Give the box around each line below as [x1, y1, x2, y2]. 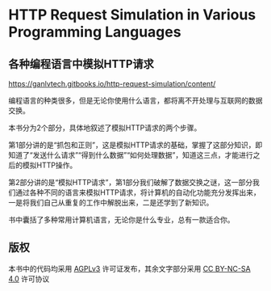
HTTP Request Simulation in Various [8, 6, 256, 24]
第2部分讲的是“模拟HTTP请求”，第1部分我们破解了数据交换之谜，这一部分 [8, 178, 252, 187]
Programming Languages [8, 23, 181, 41]
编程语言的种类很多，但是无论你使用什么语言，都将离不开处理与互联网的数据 [8, 95, 263, 105]
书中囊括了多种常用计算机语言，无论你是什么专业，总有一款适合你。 [8, 215, 235, 224]
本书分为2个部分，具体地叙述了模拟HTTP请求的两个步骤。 [8, 123, 202, 133]
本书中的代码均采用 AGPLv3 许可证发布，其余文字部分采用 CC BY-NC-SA [8, 264, 252, 273]
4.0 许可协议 [8, 273, 50, 284]
